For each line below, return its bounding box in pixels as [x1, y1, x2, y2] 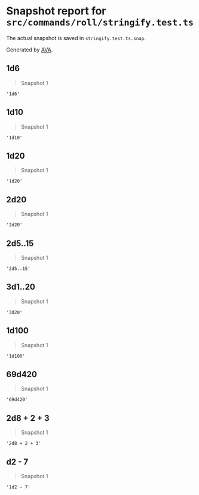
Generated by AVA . [6, 46, 53, 53]
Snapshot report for [6, 4, 106, 18]
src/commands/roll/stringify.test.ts [6, 17, 194, 28]
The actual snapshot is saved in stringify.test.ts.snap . [6, 34, 146, 41]
